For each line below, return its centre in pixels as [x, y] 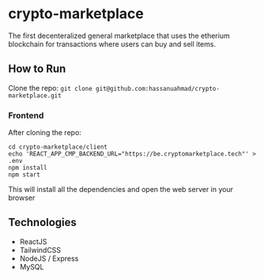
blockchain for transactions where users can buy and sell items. [112, 43]
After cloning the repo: [45, 133]
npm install [28, 168]
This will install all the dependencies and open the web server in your [121, 190]
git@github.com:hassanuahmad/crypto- [158, 89]
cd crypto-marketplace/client [58, 147]
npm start [25, 175]
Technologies [43, 222]
